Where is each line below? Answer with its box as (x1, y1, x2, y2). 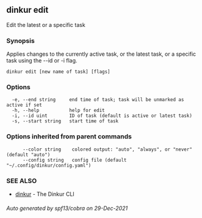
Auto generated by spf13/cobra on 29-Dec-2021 (6, 205, 128, 212)
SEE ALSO (6, 176, 37, 185)
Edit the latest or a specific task (6, 21, 85, 28)
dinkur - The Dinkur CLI (15, 190, 74, 198)
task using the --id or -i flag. (6, 57, 78, 64)
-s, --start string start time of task (12, 118, 119, 124)
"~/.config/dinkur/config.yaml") (6, 162, 92, 168)
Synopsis (6, 36, 35, 45)
